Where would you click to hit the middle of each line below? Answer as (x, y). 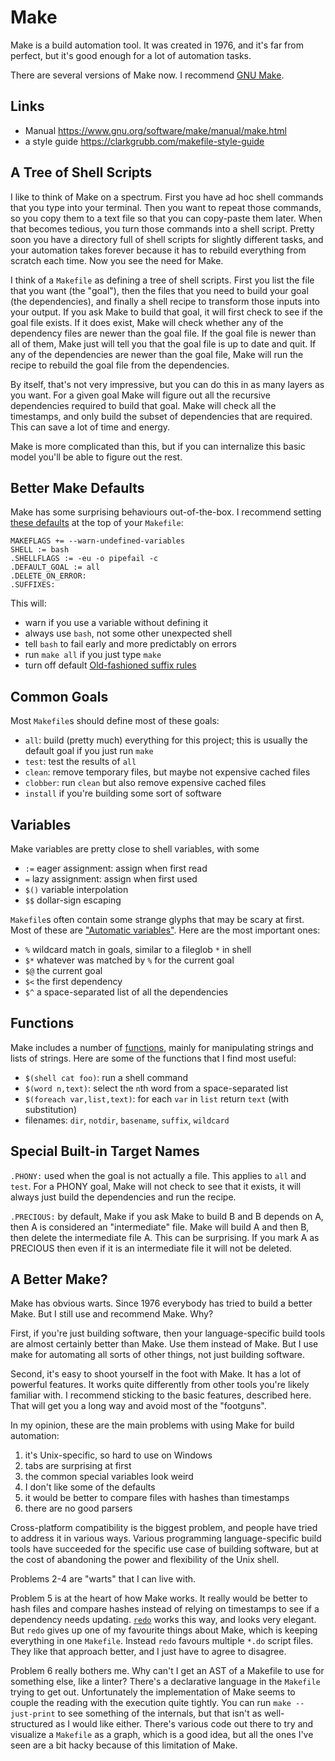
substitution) (50, 1109)
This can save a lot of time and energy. (90, 427)
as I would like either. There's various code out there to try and (184, 1724)
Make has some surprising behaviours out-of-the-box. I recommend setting (166, 512)
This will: (28, 603)
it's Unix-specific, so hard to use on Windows (118, 1455)
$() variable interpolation (76, 889)
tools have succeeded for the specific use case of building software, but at (164, 1549)
